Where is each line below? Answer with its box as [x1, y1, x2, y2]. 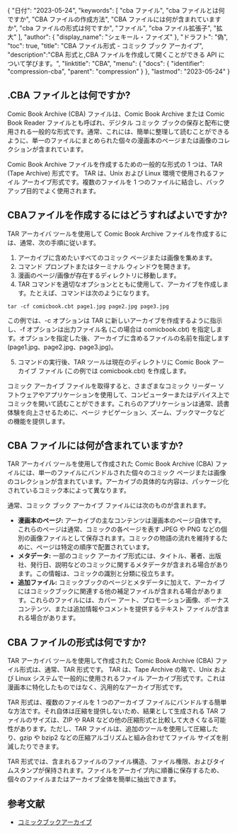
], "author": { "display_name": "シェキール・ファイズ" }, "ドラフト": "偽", [18, 33, 229, 41]
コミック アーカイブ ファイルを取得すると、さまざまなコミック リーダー [7, 381, 217, 390]
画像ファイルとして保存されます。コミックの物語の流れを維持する [30, 534, 221, 543]
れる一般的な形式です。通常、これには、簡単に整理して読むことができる [19, 127, 230, 136]
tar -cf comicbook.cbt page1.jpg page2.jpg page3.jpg [7, 303, 170, 310]
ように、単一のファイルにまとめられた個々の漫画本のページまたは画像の [7, 136, 218, 144]
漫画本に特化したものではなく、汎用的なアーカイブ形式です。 [7, 683, 186, 691]
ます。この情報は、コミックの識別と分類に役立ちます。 [17, 569, 178, 578]
